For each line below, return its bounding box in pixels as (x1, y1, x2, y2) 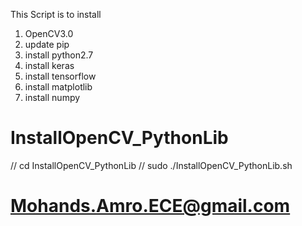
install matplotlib (24, 81, 93, 93)
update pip (24, 39, 70, 50)
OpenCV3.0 (24, 28, 74, 39)
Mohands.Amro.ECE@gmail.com (10, 195, 291, 218)
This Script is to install (10, 9, 102, 20)
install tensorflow (24, 70, 97, 82)
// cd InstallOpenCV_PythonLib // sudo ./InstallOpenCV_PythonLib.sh (10, 159, 293, 171)
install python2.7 (24, 49, 94, 61)
